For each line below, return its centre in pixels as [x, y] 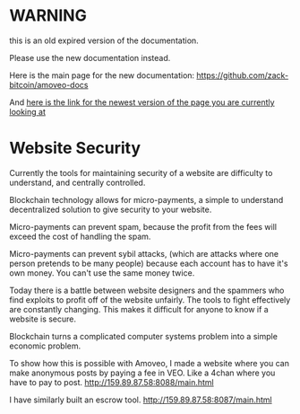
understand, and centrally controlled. [77, 182]
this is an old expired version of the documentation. [104, 40]
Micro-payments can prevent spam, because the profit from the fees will [143, 226]
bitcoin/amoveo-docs [49, 84]
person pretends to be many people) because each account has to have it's [149, 263]
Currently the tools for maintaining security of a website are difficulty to [141, 172]
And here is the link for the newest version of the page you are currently [142, 102]
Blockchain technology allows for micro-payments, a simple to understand [146, 199]
